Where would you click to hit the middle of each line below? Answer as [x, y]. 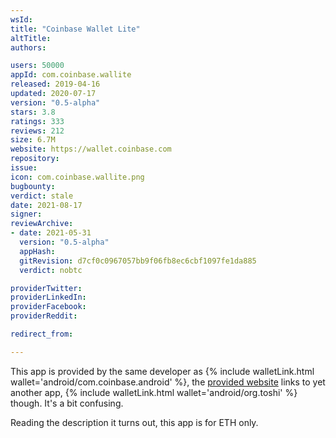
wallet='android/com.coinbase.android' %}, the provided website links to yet [168, 382]
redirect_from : [42, 334]
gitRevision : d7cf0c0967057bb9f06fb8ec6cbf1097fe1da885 [138, 261]
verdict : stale [42, 196]
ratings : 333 [37, 121]
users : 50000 [37, 66]
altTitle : [31, 38]
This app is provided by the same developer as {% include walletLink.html [162, 371]
